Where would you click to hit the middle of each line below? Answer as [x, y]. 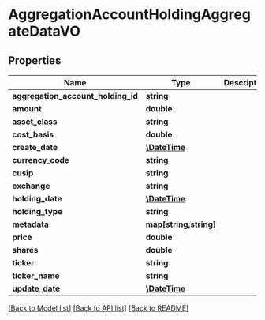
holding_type [37, 211]
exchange [31, 186]
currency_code [41, 160]
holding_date [37, 199]
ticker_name [36, 276]
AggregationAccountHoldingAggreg [129, 15]
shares [25, 250]
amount [27, 109]
